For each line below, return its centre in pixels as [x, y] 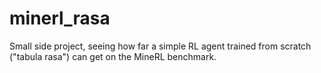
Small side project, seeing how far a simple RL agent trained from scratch [160, 46]
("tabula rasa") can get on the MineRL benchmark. [113, 56]
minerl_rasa [60, 18]
